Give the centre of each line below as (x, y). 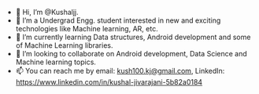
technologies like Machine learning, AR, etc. (87, 29)
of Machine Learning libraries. (64, 45)
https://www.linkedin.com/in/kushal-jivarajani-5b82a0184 (109, 82)
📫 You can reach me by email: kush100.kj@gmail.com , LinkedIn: (120, 71)
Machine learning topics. (56, 62)
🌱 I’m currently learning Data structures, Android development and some (133, 37)
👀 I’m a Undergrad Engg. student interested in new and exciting (118, 20)
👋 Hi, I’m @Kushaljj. (47, 12)
